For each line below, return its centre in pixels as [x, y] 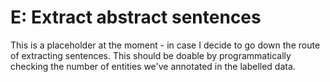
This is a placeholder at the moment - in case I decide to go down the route [165, 45]
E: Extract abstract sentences [136, 17]
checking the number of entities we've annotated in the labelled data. [153, 66]
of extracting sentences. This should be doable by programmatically [151, 55]
